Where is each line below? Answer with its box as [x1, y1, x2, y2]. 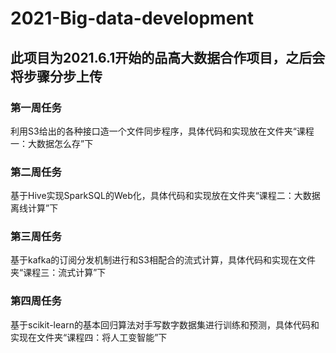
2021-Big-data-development [10, 7, 254, 30]
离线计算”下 [10, 202, 59, 214]
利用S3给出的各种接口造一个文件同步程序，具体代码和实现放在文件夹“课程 [10, 125, 315, 137]
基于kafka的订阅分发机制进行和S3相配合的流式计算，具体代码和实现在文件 [10, 254, 316, 266]
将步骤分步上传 [10, 68, 103, 85]
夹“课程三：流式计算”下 [10, 267, 107, 279]
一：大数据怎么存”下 [10, 137, 94, 149]
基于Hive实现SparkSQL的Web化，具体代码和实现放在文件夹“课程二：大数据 [10, 190, 321, 202]
